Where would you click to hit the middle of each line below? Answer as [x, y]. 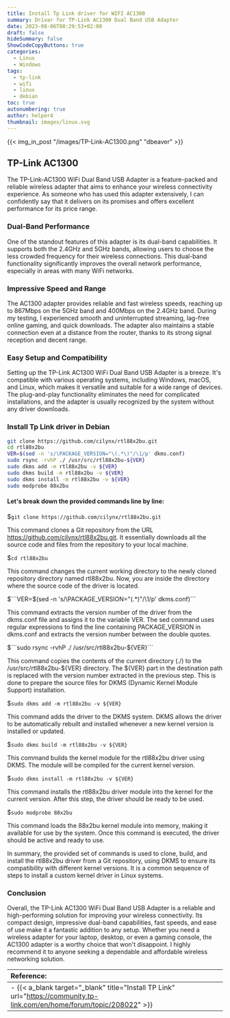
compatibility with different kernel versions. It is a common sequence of [108, 868]
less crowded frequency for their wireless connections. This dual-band [107, 256]
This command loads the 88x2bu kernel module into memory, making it [107, 825]
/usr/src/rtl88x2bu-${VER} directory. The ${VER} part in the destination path [115, 668]
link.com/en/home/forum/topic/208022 [74, 1005]
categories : [24, 52]
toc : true [21, 103]
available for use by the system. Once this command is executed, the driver [113, 833]
